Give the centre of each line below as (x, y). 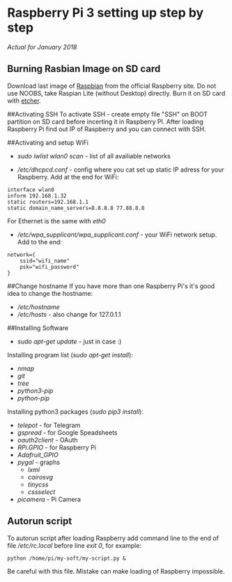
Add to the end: (40, 241)
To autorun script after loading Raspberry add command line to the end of (113, 538)
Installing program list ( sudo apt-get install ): (70, 355)
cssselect (41, 492)
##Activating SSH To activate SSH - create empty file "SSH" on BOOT (107, 114)
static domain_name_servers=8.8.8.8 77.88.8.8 (76, 208)
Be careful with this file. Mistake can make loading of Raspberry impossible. (116, 571)
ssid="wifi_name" (45, 261)
